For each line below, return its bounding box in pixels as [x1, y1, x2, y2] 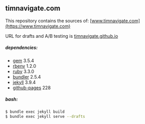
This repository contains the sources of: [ [5, 17, 92, 23]
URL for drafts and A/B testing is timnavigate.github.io [5, 33, 119, 39]
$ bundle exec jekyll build [5, 109, 65, 114]
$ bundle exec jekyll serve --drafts [5, 114, 85, 119]
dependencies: [5, 44, 38, 51]
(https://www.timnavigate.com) [5, 23, 71, 29]
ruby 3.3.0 [12, 68, 35, 75]
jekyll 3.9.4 [12, 79, 36, 85]
